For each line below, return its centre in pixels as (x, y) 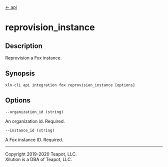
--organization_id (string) (34, 112)
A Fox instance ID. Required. (34, 139)
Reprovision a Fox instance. (33, 58)
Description (24, 46)
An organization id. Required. (35, 121)
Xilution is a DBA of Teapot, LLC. (39, 159)
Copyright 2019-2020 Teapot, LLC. (41, 154)
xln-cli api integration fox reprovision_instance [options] (70, 85)
